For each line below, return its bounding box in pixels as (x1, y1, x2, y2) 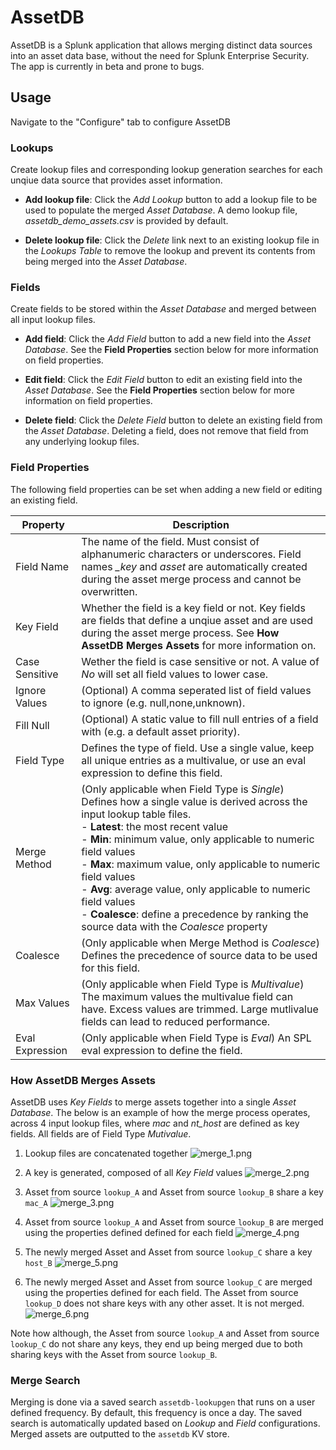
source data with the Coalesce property (81, 919, 268, 933)
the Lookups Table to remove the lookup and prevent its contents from (24, 245, 316, 257)
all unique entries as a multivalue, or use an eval (81, 753, 307, 767)
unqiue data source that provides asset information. (10, 174, 223, 186)
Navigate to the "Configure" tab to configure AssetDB (10, 116, 231, 128)
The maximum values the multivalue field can (81, 989, 294, 1003)
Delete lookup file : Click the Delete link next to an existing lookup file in (24, 234, 320, 246)
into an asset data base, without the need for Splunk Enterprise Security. (10, 49, 310, 61)
